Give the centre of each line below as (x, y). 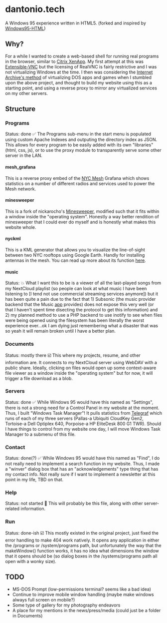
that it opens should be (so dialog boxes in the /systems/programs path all (82, 556)
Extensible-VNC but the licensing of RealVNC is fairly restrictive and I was (81, 66)
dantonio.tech (35, 9)
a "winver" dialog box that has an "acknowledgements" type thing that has (82, 469)
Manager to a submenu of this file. (40, 434)
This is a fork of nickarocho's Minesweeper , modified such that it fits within (82, 211)
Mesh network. (21, 189)
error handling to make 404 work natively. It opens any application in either (82, 540)
